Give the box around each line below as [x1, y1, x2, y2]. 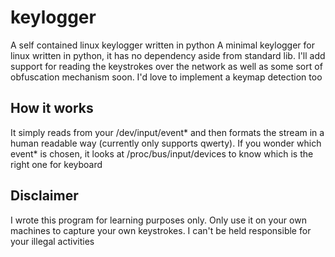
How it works [10, 100, 94, 117]
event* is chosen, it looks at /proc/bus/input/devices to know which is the [10, 147, 314, 160]
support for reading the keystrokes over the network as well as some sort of [10, 60, 323, 72]
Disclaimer [10, 187, 79, 205]
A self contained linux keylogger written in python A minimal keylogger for [10, 39, 316, 51]
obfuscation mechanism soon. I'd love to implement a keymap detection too [10, 71, 323, 83]
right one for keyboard [10, 158, 103, 170]
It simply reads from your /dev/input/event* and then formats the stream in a [10, 126, 325, 138]
